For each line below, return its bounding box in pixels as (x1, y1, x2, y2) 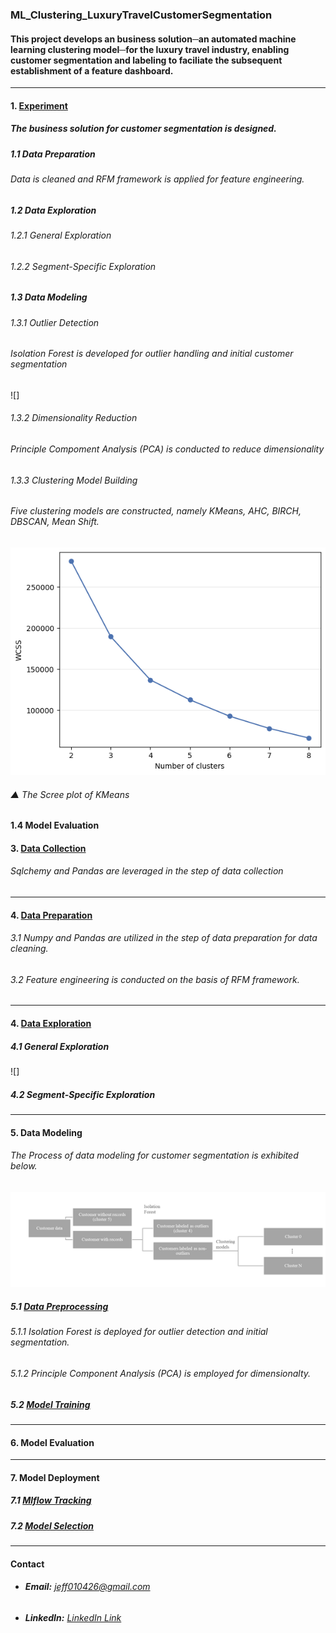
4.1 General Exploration (10, 1040, 110, 1052)
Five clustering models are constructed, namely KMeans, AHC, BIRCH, (10, 505, 302, 517)
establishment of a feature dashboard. (10, 64, 174, 77)
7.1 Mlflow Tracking (10, 1494, 92, 1507)
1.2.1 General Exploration (10, 229, 112, 242)
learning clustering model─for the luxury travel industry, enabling (10, 43, 290, 55)
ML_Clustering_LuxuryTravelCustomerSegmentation (10, 8, 273, 22)
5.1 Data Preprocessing (10, 1301, 109, 1313)
